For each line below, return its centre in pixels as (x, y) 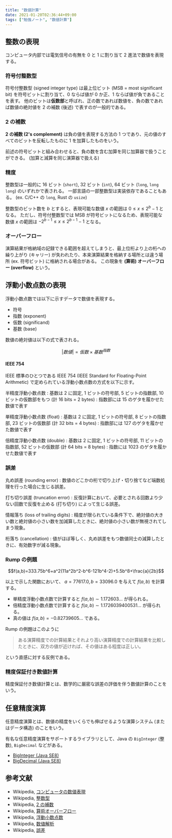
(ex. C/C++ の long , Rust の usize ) (51, 198)
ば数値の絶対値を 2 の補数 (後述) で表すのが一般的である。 (67, 107)
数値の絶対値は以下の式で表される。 (44, 340)
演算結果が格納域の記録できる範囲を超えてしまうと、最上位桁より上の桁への (86, 248)
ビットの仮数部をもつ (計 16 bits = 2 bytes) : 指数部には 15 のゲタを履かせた (85, 399)
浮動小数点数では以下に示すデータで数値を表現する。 (61, 299)
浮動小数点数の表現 (36, 285)
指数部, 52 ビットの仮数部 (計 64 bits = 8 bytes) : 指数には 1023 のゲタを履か (86, 447)
